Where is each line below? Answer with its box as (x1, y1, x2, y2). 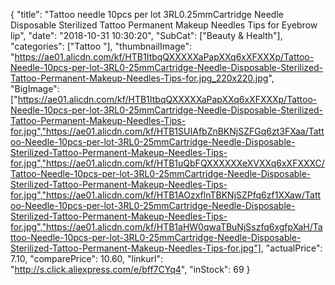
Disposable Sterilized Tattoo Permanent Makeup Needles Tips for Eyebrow (10, 19, 318, 31)
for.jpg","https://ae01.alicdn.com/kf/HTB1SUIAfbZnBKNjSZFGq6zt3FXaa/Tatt (10, 125, 325, 137)
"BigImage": (10, 83, 60, 94)
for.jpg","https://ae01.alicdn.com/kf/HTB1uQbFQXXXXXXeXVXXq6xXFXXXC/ (10, 157, 325, 169)
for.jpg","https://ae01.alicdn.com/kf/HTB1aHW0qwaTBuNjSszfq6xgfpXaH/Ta (10, 221, 323, 233)
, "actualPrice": (260, 242, 323, 254)
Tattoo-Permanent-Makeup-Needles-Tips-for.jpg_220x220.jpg (10, 72, 269, 84)
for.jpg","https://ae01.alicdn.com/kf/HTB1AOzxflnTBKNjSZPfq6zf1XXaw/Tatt (10, 189, 322, 201)
